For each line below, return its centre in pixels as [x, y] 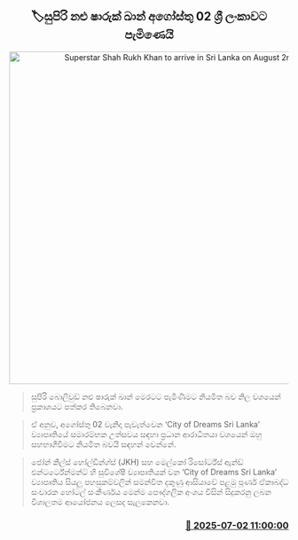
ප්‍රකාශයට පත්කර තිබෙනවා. [77, 406]
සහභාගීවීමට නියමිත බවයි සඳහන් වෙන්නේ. [103, 444]
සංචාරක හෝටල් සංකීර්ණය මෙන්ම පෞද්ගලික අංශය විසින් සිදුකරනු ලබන [151, 491]
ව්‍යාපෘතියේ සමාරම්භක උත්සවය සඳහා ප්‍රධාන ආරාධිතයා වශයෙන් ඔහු [146, 434]
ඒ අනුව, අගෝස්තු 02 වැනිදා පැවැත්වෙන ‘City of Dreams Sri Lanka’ [145, 424]
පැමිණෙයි [149, 35]
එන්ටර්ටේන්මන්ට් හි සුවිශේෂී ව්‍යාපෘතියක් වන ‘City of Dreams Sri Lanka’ [154, 472]
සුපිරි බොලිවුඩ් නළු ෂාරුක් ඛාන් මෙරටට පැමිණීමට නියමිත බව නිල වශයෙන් [156, 396]
